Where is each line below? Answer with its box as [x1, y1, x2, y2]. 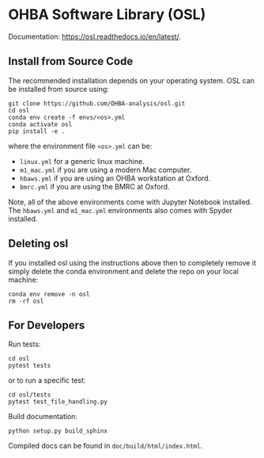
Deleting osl [8, 237, 69, 250]
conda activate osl [8, 120, 73, 128]
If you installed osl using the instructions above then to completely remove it [8, 258, 257, 267]
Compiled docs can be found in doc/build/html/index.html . [8, 441, 203, 451]
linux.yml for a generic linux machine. [19, 156, 145, 166]
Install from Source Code [8, 55, 134, 68]
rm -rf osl [8, 297, 44, 305]
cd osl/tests [8, 391, 51, 399]
